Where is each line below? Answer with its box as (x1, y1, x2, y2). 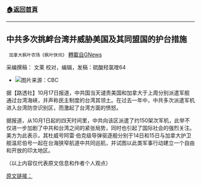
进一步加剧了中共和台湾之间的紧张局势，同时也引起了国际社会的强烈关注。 (11, 125, 195, 132)
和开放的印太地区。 (6, 147, 54, 154)
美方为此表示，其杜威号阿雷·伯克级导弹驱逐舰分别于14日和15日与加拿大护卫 (6, 132, 191, 139)
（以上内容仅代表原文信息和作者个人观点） (6, 160, 111, 167)
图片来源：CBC (20, 77, 59, 84)
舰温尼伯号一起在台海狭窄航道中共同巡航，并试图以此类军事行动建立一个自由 (6, 139, 195, 147)
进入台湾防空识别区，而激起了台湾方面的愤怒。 (6, 104, 121, 111)
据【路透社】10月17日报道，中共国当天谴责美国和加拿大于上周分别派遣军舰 (6, 89, 190, 96)
